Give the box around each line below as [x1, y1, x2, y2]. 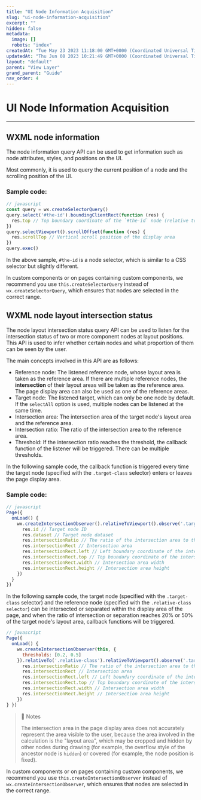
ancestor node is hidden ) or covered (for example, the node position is [20, 750, 194, 757]
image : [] [11, 36, 36, 42]
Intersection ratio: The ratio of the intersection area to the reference [14, 426, 182, 433]
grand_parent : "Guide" [6, 70, 63, 76]
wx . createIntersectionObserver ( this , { [17, 646, 117, 652]
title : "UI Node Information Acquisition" [6, 8, 114, 15]
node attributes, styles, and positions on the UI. [6, 154, 123, 161]
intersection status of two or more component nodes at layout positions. [6, 332, 184, 340]
